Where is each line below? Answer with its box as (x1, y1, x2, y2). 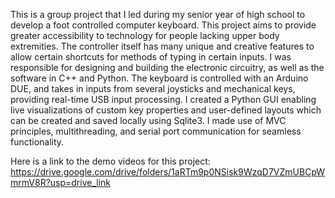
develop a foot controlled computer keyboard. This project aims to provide (10, 19, 317, 31)
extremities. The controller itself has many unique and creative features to (10, 40, 315, 52)
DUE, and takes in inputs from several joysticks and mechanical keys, (10, 83, 296, 94)
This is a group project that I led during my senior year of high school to (10, 9, 306, 20)
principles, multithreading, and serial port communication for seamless (10, 125, 302, 137)
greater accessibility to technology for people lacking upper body (10, 30, 280, 41)
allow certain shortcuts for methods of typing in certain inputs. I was (10, 51, 292, 63)
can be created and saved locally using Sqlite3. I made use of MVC (10, 115, 287, 126)
